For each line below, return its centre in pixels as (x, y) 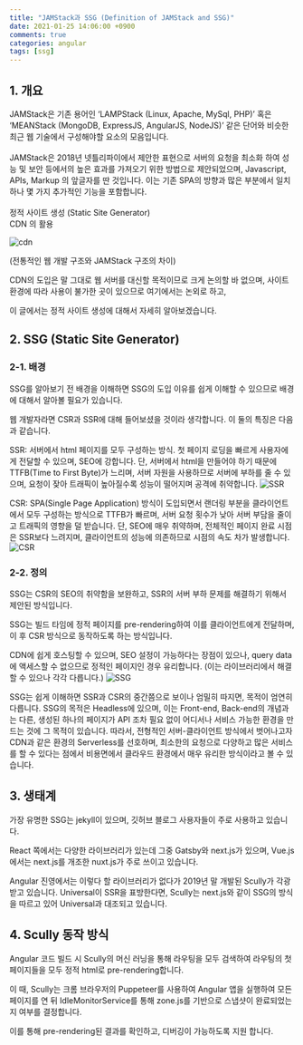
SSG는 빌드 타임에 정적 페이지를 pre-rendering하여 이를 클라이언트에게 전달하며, (152, 624)
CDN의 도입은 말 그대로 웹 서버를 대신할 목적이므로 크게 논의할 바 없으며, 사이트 (149, 280)
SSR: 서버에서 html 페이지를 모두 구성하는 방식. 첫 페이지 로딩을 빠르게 (133, 450)
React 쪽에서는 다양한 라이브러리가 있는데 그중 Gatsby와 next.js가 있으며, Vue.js (152, 850)
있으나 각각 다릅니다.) (66, 677)
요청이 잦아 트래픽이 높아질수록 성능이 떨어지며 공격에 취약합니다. (143, 484)
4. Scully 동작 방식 (59, 935)
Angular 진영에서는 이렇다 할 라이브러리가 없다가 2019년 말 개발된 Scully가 (142, 881)
